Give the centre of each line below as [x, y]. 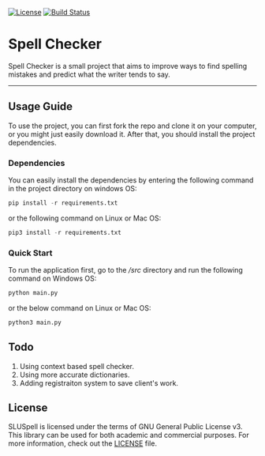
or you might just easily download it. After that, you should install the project [132, 134]
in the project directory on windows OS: [73, 189]
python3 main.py [35, 322]
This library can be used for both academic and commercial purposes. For [129, 435]
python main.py [33, 293]
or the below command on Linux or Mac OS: [80, 307]
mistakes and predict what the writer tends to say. [90, 74]
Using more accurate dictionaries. [75, 375]
